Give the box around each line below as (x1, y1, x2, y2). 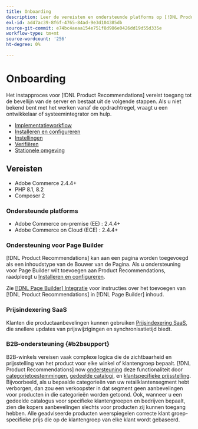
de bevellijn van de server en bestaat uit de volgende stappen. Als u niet (6, 98, 181, 105)
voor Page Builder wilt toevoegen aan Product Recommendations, (6, 267, 166, 274)
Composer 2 (14, 192, 45, 199)
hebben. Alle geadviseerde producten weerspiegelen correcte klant (6, 410, 170, 417)
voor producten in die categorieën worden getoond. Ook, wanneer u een (6, 391, 183, 398)
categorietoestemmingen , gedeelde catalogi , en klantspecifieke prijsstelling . (6, 372, 192, 379)
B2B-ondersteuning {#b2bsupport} (6, 340, 110, 348)
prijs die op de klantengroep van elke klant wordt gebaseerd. (32, 416, 180, 423)
